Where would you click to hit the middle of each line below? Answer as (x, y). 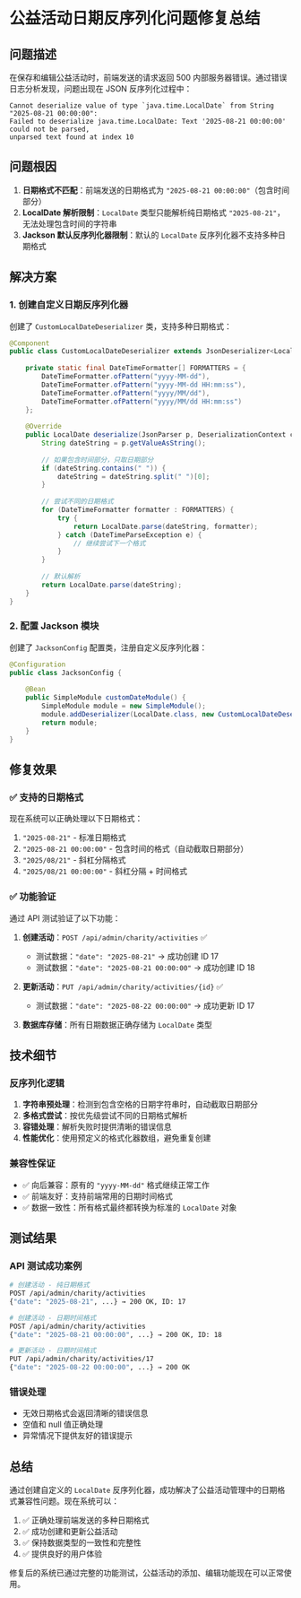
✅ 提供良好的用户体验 (62, 1554)
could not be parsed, (50, 129)
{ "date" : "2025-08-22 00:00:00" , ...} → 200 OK (100, 1368)
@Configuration (38, 664)
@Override (44, 427)
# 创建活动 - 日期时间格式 (53, 1318)
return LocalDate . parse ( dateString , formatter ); (165, 526)
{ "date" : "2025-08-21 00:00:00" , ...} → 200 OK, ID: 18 (116, 1334)
